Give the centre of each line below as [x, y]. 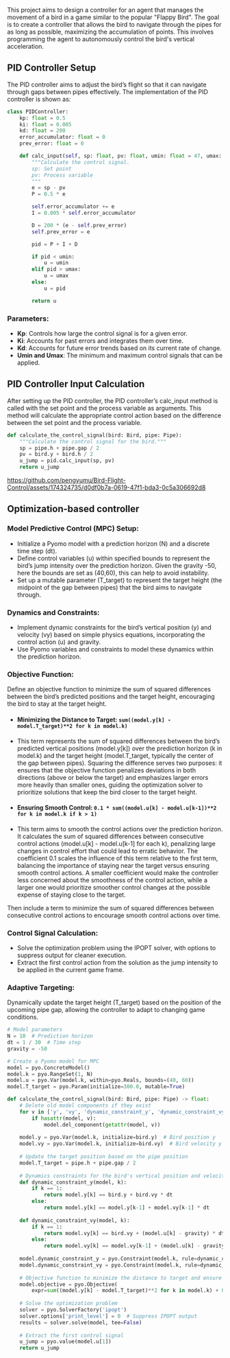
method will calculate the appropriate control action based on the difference [114, 415]
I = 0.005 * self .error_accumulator [84, 213]
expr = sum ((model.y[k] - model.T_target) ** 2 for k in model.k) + [125, 1291]
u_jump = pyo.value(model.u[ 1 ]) [65, 1342]
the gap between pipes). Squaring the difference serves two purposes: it [119, 763]
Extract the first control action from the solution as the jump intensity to [117, 963]
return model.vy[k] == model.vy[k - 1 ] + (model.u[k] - [122, 1246]
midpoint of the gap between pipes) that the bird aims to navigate [109, 587]
